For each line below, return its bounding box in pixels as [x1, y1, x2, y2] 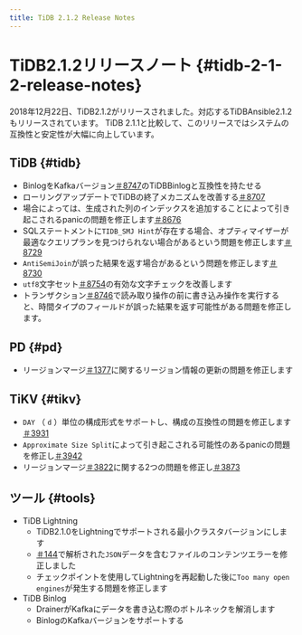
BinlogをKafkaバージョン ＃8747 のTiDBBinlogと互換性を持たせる [22, 180, 262, 191]
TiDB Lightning [22, 515, 79, 526]
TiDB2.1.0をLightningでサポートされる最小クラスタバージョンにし [35, 526, 280, 536]
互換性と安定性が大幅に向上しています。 [9, 128, 160, 139]
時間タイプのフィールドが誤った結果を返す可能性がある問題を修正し [38, 301, 292, 312]
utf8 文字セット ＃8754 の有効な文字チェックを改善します [22, 279, 233, 289]
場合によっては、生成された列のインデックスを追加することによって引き [22, 203, 291, 213]
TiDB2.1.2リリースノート [9, 55, 193, 75]
